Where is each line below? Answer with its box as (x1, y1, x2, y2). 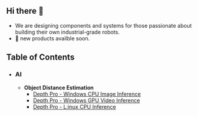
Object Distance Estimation (23, 84, 94, 91)
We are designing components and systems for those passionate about (14, 22, 192, 29)
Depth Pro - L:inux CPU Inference (32, 103, 116, 110)
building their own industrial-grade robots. (14, 28, 120, 35)
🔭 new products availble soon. (14, 34, 90, 42)
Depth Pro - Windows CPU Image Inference (32, 90, 141, 97)
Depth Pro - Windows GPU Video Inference (32, 97, 140, 104)
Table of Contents (6, 52, 75, 63)
